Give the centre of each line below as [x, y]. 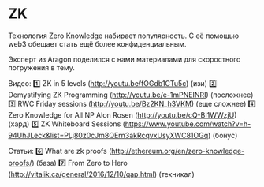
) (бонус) [223, 135]
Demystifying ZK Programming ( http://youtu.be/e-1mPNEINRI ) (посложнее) [131, 95]
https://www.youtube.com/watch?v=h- [188, 124]
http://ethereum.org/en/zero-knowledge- [178, 151]
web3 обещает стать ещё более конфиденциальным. [97, 43]
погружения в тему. [41, 67]
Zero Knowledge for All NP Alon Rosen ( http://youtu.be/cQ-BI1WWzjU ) [123, 114]
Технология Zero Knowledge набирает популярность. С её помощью [124, 36]
